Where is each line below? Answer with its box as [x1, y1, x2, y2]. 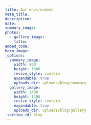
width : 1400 [14, 90, 38, 94]
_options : [5, 53, 25, 58]
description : [5, 16, 32, 21]
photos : [5, 30, 21, 35]
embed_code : [5, 44, 29, 49]
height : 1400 [14, 94, 41, 99]
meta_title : [5, 12, 29, 17]
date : [5, 21, 16, 26]
